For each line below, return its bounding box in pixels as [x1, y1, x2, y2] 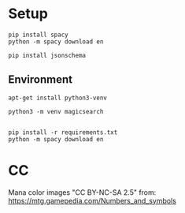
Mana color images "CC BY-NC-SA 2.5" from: [8, 187, 157, 197]
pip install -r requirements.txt [8, 128, 118, 136]
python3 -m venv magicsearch [8, 107, 104, 115]
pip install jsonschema [8, 51, 87, 59]
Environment [8, 73, 73, 87]
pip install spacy [8, 31, 68, 39]
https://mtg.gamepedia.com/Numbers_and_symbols [8, 196, 177, 205]
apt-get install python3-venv [8, 94, 108, 102]
